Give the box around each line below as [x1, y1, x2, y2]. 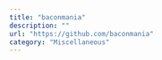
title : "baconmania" [9, 12, 87, 22]
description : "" [9, 21, 70, 30]
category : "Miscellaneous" [9, 37, 110, 47]
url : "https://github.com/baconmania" [9, 29, 154, 38]
